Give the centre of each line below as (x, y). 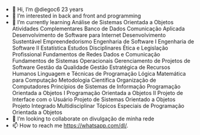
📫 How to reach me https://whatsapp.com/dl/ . (70, 125)
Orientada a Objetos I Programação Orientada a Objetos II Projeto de (98, 93)
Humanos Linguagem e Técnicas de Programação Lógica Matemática (99, 74)
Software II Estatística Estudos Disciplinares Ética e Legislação (90, 48)
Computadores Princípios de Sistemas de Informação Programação (96, 87)
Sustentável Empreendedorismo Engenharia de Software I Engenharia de (103, 41)
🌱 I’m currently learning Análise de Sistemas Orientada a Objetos (93, 22)
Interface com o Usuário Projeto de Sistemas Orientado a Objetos (94, 99)
